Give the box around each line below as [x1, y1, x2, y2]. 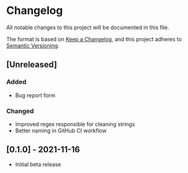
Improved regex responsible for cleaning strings [15, 120, 135, 127]
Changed [6, 107, 35, 115]
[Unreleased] [6, 59, 58, 70]
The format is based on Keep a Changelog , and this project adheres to [6, 35, 182, 42]
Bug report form [15, 92, 56, 99]
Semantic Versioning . [6, 42, 59, 49]
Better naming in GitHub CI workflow [15, 127, 107, 134]
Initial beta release [15, 160, 61, 168]
